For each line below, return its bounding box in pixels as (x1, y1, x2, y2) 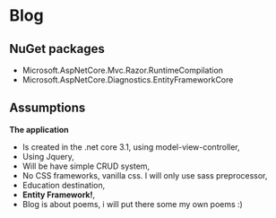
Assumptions (9, 100, 86, 116)
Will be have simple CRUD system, (22, 161, 151, 171)
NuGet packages (9, 41, 105, 57)
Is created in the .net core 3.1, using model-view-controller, (22, 141, 240, 153)
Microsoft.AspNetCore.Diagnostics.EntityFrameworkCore (22, 74, 234, 85)
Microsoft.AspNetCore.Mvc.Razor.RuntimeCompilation (22, 65, 224, 75)
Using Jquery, (22, 151, 74, 161)
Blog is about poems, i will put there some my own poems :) (22, 198, 244, 209)
